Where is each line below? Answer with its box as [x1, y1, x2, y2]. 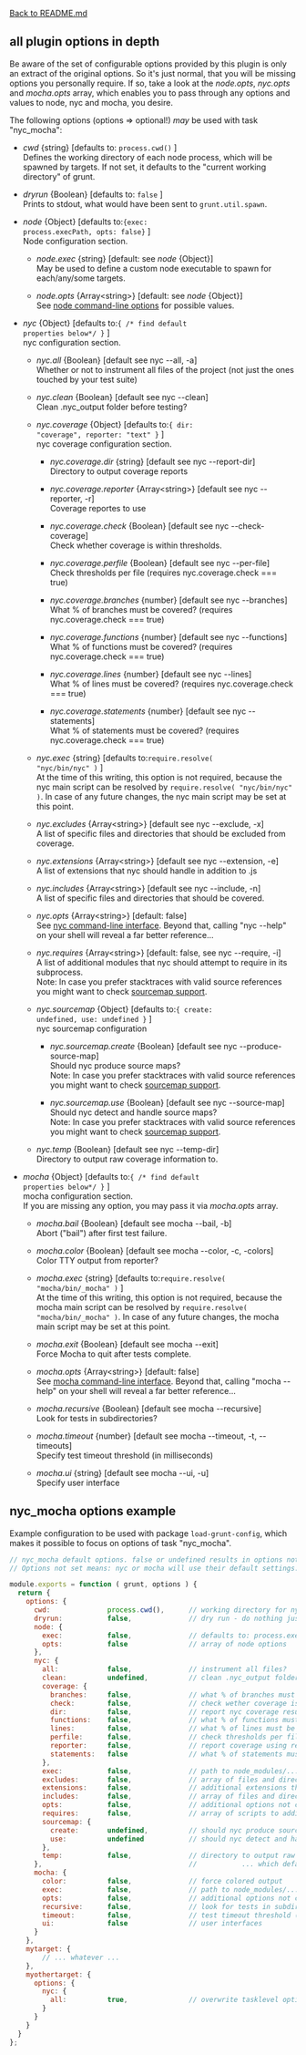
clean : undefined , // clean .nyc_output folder [42, 1673, 300, 1682]
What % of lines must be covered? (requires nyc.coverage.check [49, 678, 294, 689]
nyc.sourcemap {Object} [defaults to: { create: [36, 1003, 213, 1015]
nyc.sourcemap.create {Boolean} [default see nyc [49, 1040, 238, 1051]
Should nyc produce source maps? [49, 1059, 181, 1070]
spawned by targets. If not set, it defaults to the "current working [22, 161, 267, 172]
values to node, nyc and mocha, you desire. [9, 97, 173, 108]
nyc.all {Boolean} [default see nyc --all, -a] [36, 355, 198, 366]
